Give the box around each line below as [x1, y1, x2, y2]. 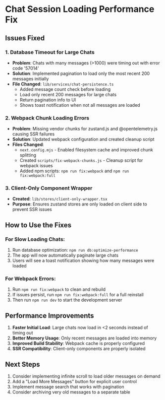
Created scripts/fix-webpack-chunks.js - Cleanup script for [19, 157, 143, 163]
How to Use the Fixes [5, 221, 72, 229]
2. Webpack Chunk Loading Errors [5, 114, 90, 121]
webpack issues [19, 163, 53, 169]
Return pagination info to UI [19, 97, 76, 103]
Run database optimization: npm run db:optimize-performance [12, 247, 139, 253]
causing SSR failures [12, 131, 55, 137]
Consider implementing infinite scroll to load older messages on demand [12, 373, 161, 379]
